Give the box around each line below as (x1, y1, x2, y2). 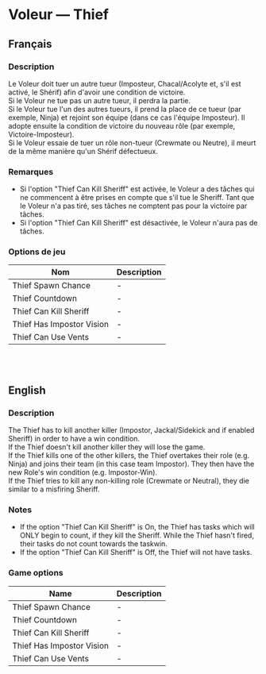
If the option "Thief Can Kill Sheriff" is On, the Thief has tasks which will (19, 522, 256, 532)
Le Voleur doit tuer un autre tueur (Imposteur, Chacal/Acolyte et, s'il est (8, 79, 241, 88)
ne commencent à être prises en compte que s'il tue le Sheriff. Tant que (19, 193, 255, 202)
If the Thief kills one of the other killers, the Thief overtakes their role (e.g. (8, 451, 250, 460)
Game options (8, 568, 64, 579)
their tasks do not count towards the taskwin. (19, 539, 168, 549)
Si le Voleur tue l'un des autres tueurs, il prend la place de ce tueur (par (8, 104, 242, 114)
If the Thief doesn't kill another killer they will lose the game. (8, 442, 206, 452)
